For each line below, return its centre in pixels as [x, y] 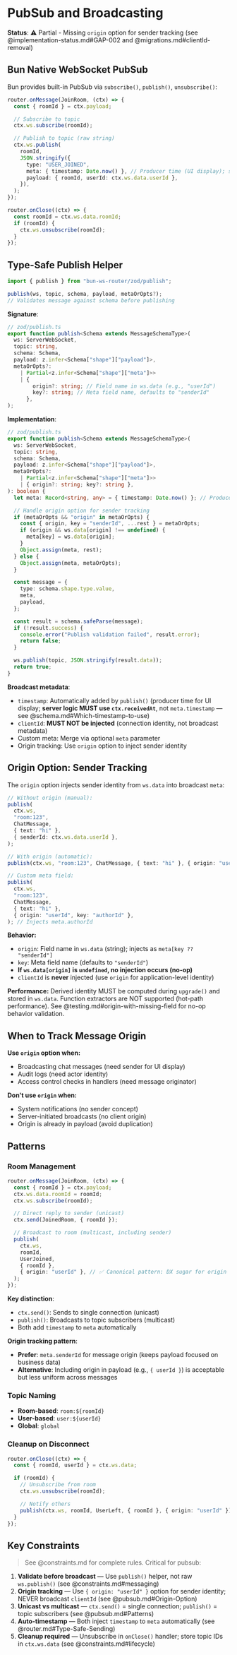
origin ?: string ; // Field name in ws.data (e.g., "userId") [124, 386]
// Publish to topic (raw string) [64, 138]
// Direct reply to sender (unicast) [69, 1213]
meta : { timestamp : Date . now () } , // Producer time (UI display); [126, 171]
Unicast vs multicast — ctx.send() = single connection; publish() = [117, 1606]
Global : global [38, 1426]
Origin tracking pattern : [42, 1341]
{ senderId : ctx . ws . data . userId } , [66, 837]
